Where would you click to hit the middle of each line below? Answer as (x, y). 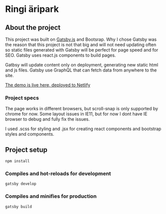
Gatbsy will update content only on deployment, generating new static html (82, 65)
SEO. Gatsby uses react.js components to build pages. (61, 55)
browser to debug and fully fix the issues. (48, 119)
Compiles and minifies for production (51, 196)
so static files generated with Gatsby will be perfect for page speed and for (82, 50)
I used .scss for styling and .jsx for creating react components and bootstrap (83, 129)
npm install (17, 161)
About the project (33, 28)
